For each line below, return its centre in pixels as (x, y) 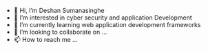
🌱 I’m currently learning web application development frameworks (107, 25)
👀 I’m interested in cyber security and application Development (103, 18)
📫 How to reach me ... (45, 40)
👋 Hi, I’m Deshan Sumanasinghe (59, 10)
